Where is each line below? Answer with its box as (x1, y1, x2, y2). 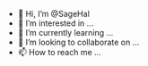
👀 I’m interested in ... (17, 18, 94, 29)
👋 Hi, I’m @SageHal (17, 9, 90, 19)
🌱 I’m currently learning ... (17, 28, 114, 37)
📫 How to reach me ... (17, 47, 101, 57)
